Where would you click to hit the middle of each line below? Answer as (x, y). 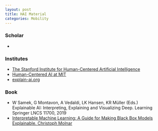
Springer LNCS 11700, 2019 (39, 113)
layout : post (18, 9)
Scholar (15, 35)
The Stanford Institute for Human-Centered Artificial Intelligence (76, 69)
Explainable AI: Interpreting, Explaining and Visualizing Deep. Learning (82, 108)
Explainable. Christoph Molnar (42, 123)
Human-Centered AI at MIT (39, 74)
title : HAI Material (26, 14)
